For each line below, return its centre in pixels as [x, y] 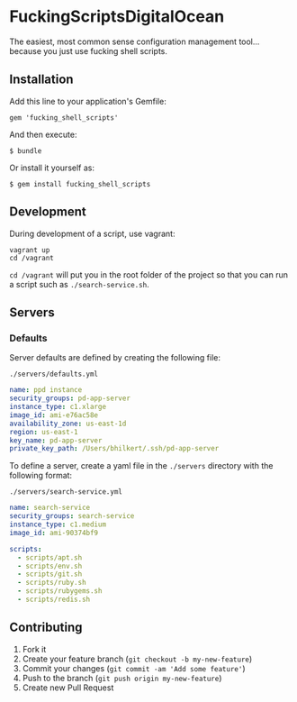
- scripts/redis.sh [54, 599]
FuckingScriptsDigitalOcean [117, 17]
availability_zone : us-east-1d [68, 424]
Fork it [34, 649]
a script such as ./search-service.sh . [80, 284]
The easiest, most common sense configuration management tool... [135, 41]
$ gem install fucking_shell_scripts [80, 184]
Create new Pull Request [68, 688]
